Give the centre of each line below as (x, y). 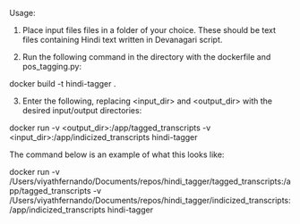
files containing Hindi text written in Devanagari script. (122, 40)
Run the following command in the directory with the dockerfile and (146, 57)
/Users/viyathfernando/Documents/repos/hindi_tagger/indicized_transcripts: (150, 200)
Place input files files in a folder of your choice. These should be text (149, 30)
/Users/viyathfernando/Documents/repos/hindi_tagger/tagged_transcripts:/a (150, 181)
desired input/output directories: (82, 110)
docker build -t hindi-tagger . (63, 83)
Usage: (22, 13)
